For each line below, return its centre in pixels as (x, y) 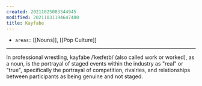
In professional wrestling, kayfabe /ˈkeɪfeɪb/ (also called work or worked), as (100, 57)
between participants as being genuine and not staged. (75, 76)
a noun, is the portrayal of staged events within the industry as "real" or (95, 64)
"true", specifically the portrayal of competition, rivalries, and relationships (98, 70)
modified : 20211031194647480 (43, 17)
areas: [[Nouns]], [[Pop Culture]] (56, 40)
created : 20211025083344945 (41, 12)
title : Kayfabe (25, 23)
